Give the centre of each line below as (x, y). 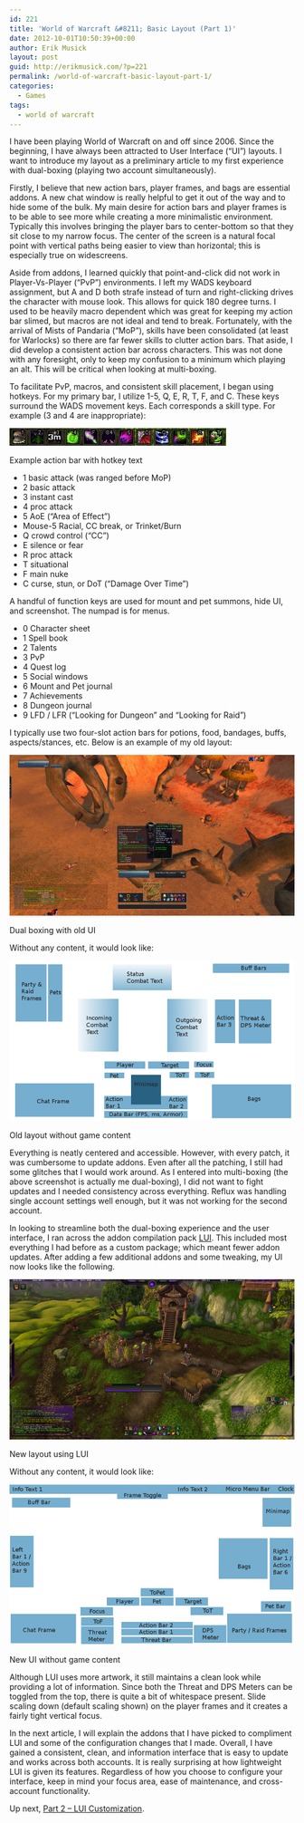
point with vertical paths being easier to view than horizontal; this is (135, 246)
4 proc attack (47, 506)
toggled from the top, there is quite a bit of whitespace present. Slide (138, 1696)
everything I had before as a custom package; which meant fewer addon (145, 1248)
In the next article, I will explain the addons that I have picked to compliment (151, 1733)
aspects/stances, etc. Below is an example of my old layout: (121, 742)
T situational (46, 564)
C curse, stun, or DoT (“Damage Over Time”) (106, 584)
